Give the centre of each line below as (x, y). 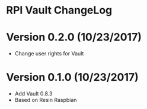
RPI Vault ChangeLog (59, 10)
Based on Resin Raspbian (46, 100)
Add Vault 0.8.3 (33, 94)
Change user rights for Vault (49, 54)
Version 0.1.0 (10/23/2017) (73, 77)
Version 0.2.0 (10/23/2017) (74, 37)
